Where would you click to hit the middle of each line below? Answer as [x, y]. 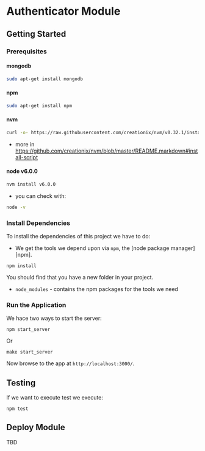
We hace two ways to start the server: [54, 318]
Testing [21, 383]
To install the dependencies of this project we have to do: [78, 236]
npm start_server [28, 330]
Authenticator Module [63, 11]
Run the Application [36, 305]
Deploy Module [36, 427]
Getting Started [36, 34]
